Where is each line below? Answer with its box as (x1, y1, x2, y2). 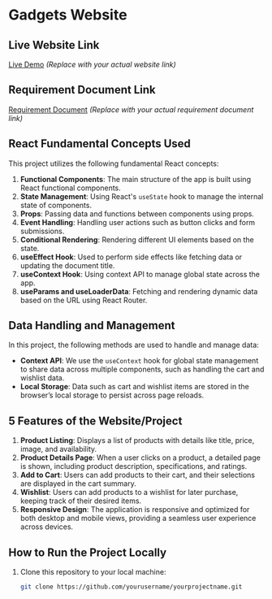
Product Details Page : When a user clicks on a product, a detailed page (19, 453, 261, 462)
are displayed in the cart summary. (19, 479, 136, 488)
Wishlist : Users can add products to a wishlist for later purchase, (19, 488, 239, 497)
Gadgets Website (8, 6, 127, 24)
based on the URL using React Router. (19, 295, 148, 305)
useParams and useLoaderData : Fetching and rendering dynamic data (19, 286, 258, 296)
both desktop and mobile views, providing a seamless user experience (19, 514, 257, 523)
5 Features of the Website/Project (8, 414, 183, 428)
